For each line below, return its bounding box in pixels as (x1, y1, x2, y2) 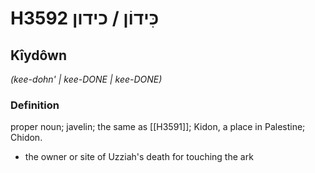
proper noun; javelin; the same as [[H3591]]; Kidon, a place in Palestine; (10, 121, 306, 133)
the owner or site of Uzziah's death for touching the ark (24, 151, 254, 163)
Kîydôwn (10, 47, 67, 64)
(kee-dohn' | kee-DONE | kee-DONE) (10, 73, 163, 85)
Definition (10, 98, 60, 112)
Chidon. (10, 132, 43, 144)
